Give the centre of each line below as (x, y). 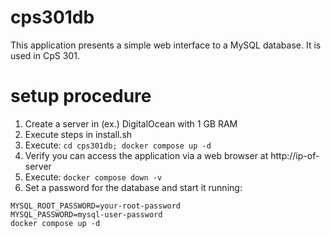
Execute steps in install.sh (78, 134)
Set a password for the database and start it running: (133, 187)
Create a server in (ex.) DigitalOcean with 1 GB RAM (131, 123)
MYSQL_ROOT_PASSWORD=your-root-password (96, 206)
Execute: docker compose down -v (93, 177)
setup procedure (81, 96)
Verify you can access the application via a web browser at (146, 155)
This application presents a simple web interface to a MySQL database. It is (166, 45)
